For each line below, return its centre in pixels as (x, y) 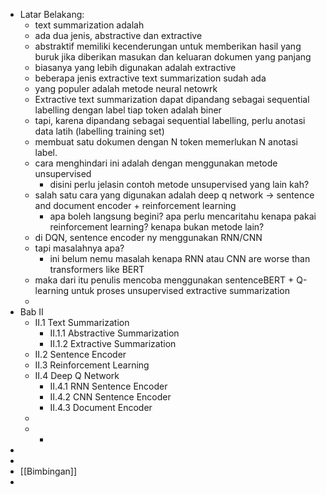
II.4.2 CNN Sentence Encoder (110, 397)
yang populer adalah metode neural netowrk (126, 88)
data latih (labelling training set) (99, 131)
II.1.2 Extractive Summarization (113, 343)
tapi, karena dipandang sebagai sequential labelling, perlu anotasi (170, 120)
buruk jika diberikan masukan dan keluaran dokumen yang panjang (173, 57)
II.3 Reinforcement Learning (92, 365)
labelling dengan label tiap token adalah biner (128, 110)
